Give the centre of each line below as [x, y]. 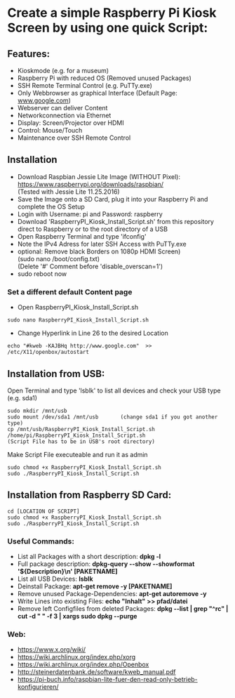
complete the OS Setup [51, 206]
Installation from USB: [56, 374]
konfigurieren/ [38, 687]
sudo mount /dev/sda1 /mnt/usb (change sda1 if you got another [113, 417]
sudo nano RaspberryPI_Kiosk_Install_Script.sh [78, 320]
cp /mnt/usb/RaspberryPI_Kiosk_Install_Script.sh [81, 429]
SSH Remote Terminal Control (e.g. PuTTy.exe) [85, 85]
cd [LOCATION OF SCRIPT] [43, 511]
